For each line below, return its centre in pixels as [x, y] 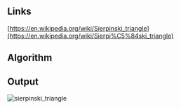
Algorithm [30, 58]
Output [23, 81]
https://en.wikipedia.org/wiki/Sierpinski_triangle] [79, 28]
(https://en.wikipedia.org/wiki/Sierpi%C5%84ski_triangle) [90, 36]
